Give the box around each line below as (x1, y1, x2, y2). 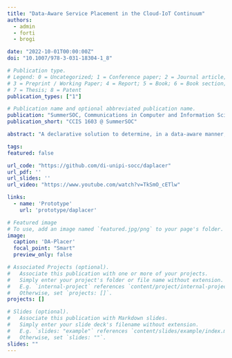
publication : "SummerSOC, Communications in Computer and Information (7, 112, 215, 119)
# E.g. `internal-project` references (7, 283, 126, 290)
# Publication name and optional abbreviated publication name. (7, 105, 196, 113)
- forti (13, 29, 36, 37)
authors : (7, 17, 32, 23)
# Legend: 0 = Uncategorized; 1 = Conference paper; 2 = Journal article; (7, 73, 227, 80)
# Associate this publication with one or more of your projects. (7, 270, 209, 277)
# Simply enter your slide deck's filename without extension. (7, 321, 199, 328)
